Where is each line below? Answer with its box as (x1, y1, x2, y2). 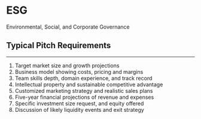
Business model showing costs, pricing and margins (14, 68, 144, 75)
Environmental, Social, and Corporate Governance (6, 23, 130, 30)
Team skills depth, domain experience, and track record (14, 74, 153, 82)
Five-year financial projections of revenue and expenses (14, 93, 154, 101)
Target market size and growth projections (14, 62, 120, 69)
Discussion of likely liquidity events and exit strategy (14, 106, 145, 113)
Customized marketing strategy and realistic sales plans (14, 87, 153, 94)
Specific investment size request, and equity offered (14, 99, 144, 107)
